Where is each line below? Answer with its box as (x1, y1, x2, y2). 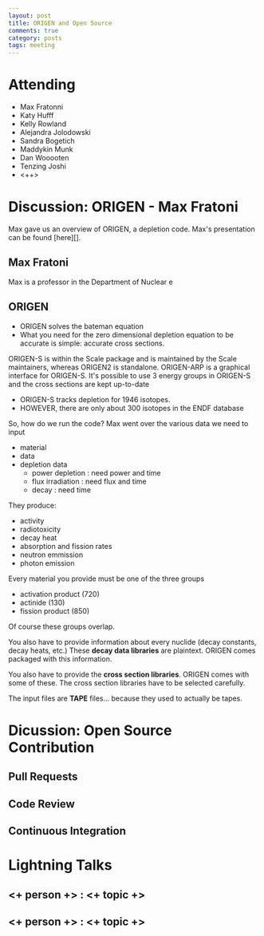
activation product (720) (19, 589, 100, 598)
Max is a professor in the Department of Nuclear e (8, 277, 173, 286)
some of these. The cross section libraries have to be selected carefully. (8, 677, 246, 687)
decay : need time (31, 484, 92, 495)
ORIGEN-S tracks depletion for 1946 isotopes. (19, 394, 171, 404)
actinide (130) (19, 598, 65, 607)
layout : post (8, 11, 52, 20)
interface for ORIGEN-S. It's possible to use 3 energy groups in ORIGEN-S (8, 370, 251, 380)
